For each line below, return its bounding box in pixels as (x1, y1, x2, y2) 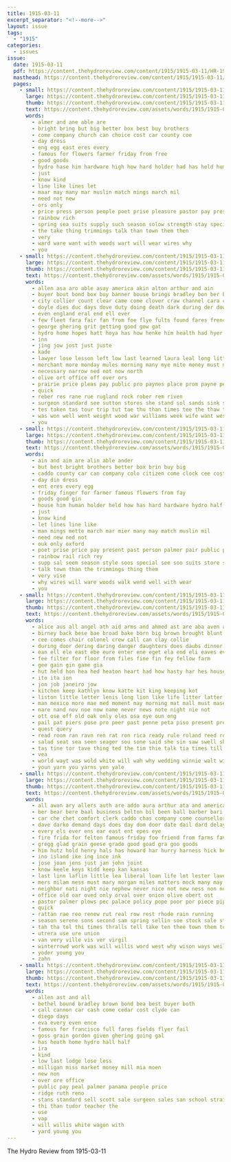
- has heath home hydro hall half (32, 1038, 131, 1045)
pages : (13, 80, 32, 87)
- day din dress (32, 476, 78, 483)
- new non (32, 1071, 60, 1077)
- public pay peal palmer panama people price (32, 1083, 168, 1090)
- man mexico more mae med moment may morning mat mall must (32, 700, 211, 707)
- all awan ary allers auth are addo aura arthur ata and (32, 802, 201, 809)
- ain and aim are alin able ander (32, 458, 134, 465)
